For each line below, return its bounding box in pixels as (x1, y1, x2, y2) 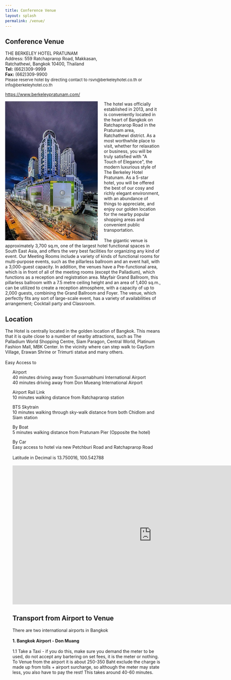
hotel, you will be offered (104, 180, 154, 186)
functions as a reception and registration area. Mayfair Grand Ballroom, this (5, 274, 158, 280)
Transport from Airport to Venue (12, 614, 114, 623)
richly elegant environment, (104, 190, 159, 196)
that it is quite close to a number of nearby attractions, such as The (5, 334, 142, 339)
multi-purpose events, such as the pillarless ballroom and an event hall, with (5, 258, 160, 264)
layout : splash (5, 13, 37, 18)
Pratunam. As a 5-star (104, 174, 149, 180)
